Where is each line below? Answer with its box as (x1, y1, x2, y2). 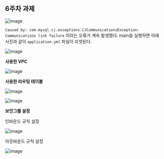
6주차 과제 (5, 4, 35, 13)
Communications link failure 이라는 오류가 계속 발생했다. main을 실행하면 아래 (5, 32, 160, 38)
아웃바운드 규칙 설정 (5, 138, 43, 144)
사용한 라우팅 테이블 (5, 78, 43, 84)
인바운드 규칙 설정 (5, 118, 39, 124)
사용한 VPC (5, 58, 27, 64)
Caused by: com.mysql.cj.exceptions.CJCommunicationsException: (5, 27, 139, 32)
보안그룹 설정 (5, 107, 30, 114)
